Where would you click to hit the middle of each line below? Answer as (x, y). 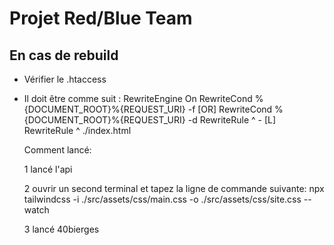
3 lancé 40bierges (61, 229)
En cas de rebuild (64, 55)
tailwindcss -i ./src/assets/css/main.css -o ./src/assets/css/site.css (162, 199)
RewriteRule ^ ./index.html (77, 130)
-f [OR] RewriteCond (230, 109)
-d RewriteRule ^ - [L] (232, 120)
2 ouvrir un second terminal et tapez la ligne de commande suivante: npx (174, 188)
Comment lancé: (57, 150)
